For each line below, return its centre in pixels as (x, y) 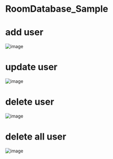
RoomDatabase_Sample (57, 9)
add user (24, 32)
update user (31, 67)
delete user (30, 102)
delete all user (36, 137)
